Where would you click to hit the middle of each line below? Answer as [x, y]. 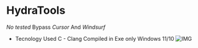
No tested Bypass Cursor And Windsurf [56, 27]
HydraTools [36, 10]
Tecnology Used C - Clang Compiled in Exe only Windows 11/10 [95, 38]
